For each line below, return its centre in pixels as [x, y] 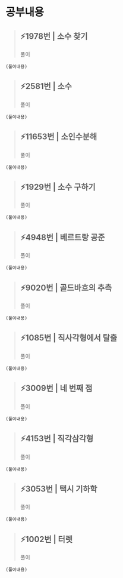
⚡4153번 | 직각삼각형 [57, 439]
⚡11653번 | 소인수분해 [59, 137]
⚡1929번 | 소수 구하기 [58, 187]
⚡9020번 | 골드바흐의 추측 [66, 288]
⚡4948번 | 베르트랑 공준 [62, 237]
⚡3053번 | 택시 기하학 [59, 489]
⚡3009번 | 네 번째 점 [56, 388]
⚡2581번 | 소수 [46, 86]
